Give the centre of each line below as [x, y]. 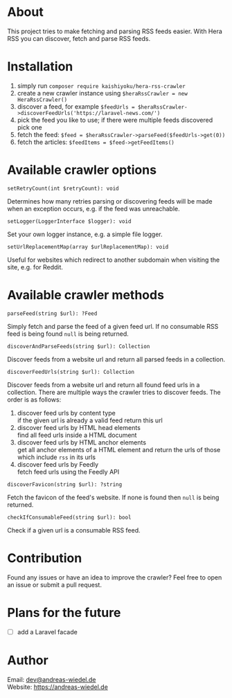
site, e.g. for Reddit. [35, 267]
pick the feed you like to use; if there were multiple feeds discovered [115, 120]
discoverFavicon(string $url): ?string [65, 484]
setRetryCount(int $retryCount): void [63, 188]
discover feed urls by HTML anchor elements [82, 442]
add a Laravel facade [47, 632]
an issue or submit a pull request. [55, 584]
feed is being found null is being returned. [68, 334]
